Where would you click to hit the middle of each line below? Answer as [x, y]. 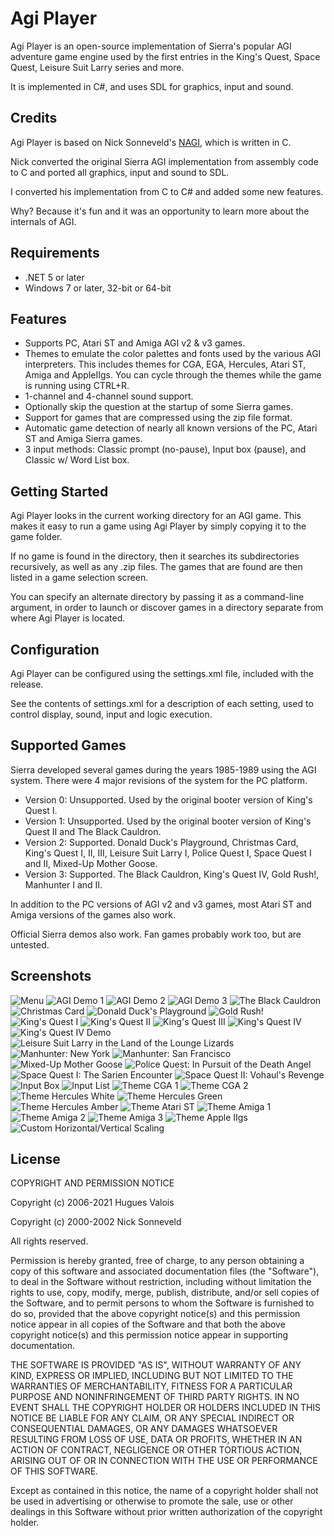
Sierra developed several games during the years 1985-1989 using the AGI [163, 769]
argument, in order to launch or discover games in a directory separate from [167, 608]
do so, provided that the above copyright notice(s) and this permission [155, 1314]
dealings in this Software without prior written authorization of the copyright [166, 1512]
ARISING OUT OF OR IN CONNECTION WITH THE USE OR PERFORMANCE [164, 1461]
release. [27, 684]
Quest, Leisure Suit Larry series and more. [97, 67]
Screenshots [51, 976]
